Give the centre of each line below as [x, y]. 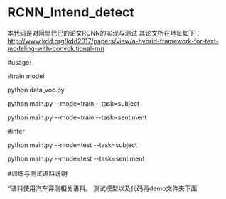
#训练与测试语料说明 [37, 173]
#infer [16, 131]
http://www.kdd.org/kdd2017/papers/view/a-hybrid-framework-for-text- [113, 41]
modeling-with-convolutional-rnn [56, 48]
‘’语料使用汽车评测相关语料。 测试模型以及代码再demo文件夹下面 [102, 188]
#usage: [20, 62]
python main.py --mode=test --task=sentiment [76, 158]
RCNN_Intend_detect [71, 12]
